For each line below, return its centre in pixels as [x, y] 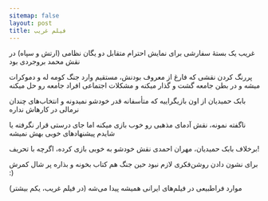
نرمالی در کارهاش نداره [44, 109]
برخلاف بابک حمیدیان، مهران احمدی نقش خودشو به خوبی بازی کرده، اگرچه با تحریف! [134, 149]
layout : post [31, 23]
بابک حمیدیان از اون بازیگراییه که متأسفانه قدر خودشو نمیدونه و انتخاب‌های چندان [128, 101]
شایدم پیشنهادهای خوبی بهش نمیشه [62, 133]
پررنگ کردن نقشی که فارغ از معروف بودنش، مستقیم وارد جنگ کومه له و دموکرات [131, 77]
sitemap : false [34, 16]
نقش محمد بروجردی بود [45, 61]
